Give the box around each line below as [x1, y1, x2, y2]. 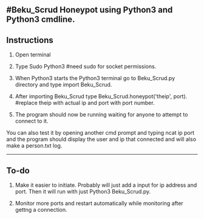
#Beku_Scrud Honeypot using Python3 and [6, 5, 173, 15]
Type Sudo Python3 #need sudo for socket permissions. [15, 63, 157, 70]
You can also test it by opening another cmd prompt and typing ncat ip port [6, 129, 195, 136]
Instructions [6, 35, 53, 45]
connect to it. [15, 118, 49, 125]
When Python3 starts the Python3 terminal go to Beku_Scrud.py [15, 75, 175, 82]
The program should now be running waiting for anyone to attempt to [15, 111, 188, 118]
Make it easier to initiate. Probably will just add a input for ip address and [15, 181, 197, 189]
